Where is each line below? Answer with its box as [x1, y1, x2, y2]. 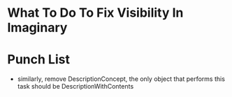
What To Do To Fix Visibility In [7, 5, 184, 21]
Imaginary [7, 20, 68, 36]
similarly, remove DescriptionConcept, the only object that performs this [17, 75, 226, 83]
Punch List [7, 52, 70, 68]
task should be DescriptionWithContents [17, 82, 134, 91]
